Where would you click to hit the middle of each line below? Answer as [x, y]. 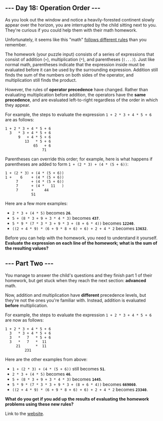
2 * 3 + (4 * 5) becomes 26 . [42, 213]
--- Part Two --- [29, 263]
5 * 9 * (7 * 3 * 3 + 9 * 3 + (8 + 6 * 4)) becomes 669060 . [74, 384]
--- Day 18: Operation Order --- [53, 8]
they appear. [18, 105]
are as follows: [20, 119]
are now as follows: [24, 320]
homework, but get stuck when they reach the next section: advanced [76, 280]
